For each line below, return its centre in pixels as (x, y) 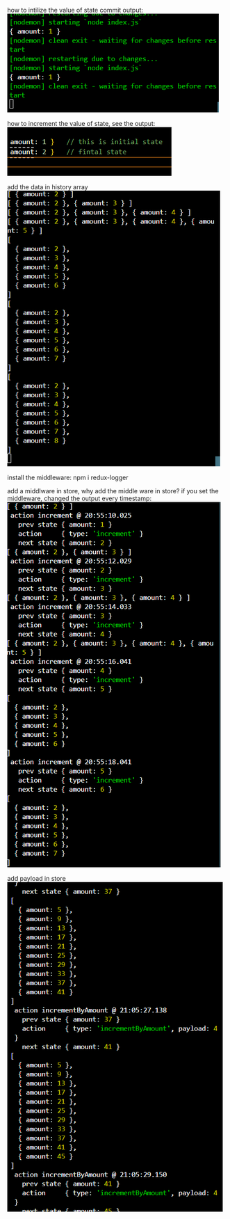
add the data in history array (48, 187)
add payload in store (36, 878)
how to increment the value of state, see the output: (81, 124)
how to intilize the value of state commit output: (75, 10)
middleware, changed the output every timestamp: (79, 498)
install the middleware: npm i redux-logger (68, 477)
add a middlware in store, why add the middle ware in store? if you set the (113, 491)
